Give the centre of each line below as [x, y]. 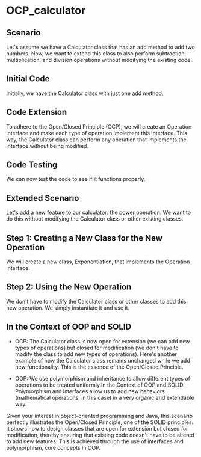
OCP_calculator [46, 11]
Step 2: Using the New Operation [69, 287]
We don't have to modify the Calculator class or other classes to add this [96, 301]
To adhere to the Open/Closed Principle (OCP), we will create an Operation [99, 126]
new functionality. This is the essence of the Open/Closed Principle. [99, 367]
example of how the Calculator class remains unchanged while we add [103, 360]
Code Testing [32, 165]
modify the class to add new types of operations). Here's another [96, 354]
